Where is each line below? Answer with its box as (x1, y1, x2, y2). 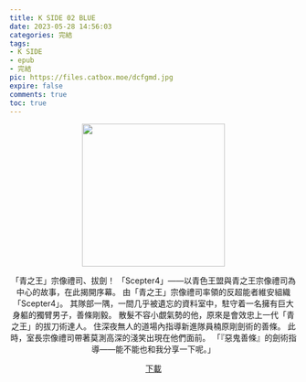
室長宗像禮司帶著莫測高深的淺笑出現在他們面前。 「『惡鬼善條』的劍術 (26, 333, 290, 344)
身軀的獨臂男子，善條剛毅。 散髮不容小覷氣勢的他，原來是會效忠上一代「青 (12, 310, 295, 321)
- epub (9, 56, 35, 65)
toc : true (9, 98, 47, 108)
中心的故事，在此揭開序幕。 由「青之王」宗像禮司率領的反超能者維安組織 (16, 287, 290, 298)
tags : (9, 38, 30, 48)
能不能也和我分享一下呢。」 (115, 344, 216, 355)
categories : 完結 (9, 30, 73, 39)
